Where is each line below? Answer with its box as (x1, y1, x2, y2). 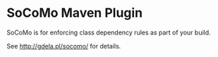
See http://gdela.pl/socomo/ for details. (6, 42, 121, 50)
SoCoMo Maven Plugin (6, 5, 143, 21)
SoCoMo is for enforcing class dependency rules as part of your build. (6, 28, 211, 37)
